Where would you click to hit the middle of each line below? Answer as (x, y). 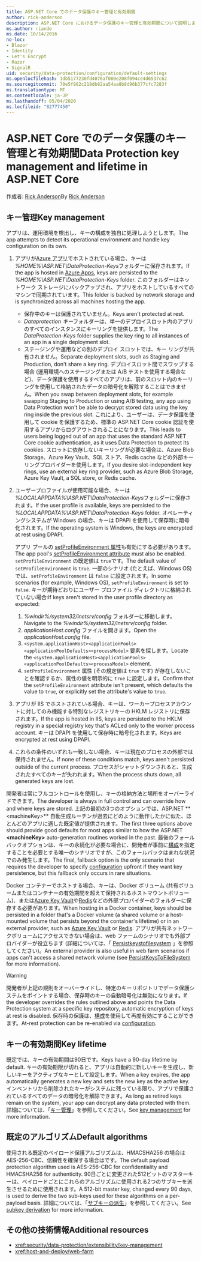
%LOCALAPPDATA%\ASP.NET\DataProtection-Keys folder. (88, 513)
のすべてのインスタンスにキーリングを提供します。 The (91, 329)
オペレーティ (178, 513)
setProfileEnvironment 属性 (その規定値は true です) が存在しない (105, 671)
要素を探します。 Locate (159, 651)
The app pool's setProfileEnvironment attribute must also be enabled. (100, 554)
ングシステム (31, 521)
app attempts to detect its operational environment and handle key (88, 240)
